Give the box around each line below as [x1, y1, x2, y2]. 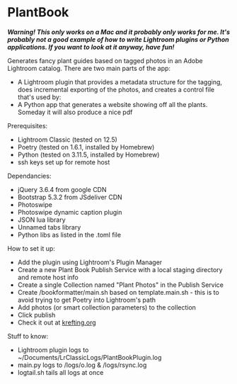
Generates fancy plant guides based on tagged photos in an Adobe [7, 56, 203, 64]
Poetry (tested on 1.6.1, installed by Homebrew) [17, 142, 155, 151]
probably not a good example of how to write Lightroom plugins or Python [7, 35, 230, 43]
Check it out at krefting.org [17, 318, 97, 327]
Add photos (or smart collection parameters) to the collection [17, 303, 197, 312]
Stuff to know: [7, 332, 48, 340]
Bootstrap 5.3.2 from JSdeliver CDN [17, 193, 122, 201]
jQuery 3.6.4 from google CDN [17, 185, 108, 193]
